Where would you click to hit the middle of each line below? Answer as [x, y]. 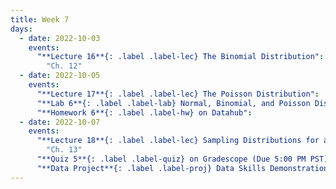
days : [21, 29]
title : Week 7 [40, 19]
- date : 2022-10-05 [60, 76]
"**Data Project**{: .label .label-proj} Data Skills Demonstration [182, 168]
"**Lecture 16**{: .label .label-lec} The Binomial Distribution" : [180, 57]
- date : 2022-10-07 [60, 122]
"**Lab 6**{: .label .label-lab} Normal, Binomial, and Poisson [173, 103]
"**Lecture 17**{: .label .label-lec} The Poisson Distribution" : [178, 94]
